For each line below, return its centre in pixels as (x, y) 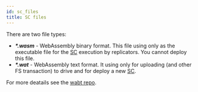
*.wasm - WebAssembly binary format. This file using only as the (95, 46)
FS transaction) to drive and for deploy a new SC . (75, 71)
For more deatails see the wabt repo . (51, 82)
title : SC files (26, 17)
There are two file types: (36, 34)
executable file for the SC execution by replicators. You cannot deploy (101, 52)
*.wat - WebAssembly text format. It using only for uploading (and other (103, 64)
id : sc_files (22, 12)
